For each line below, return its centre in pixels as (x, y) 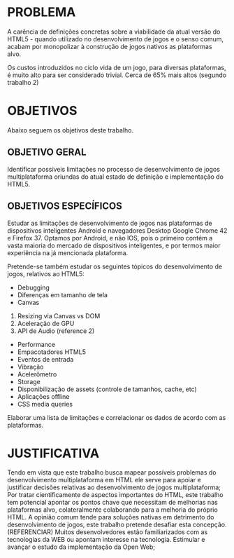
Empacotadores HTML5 (51, 352)
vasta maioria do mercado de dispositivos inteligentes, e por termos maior (114, 245)
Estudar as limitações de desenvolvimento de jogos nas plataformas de (110, 223)
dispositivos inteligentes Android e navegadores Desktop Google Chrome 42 (117, 230)
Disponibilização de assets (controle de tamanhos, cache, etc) (107, 389)
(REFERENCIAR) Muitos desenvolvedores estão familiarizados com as (108, 532)
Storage (29, 381)
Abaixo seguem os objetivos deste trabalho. (71, 130)
